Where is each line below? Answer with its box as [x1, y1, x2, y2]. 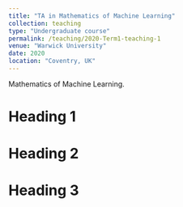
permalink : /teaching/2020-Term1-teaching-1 [8, 34, 161, 43]
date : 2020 [8, 49, 45, 57]
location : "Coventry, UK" [8, 57, 96, 65]
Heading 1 [8, 108, 77, 126]
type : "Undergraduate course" [8, 27, 111, 35]
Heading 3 [8, 181, 79, 200]
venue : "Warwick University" [8, 42, 107, 50]
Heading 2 [8, 145, 79, 163]
